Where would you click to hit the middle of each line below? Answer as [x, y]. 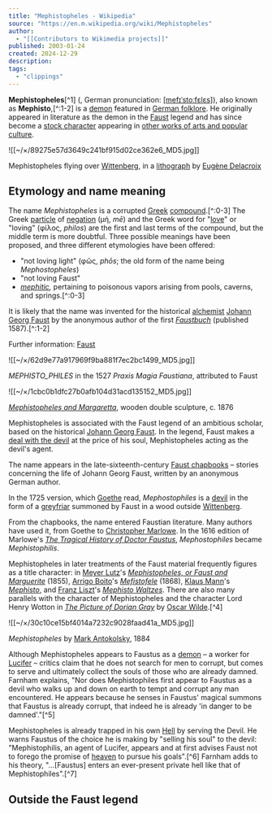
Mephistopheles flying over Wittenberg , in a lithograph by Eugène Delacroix [135, 165]
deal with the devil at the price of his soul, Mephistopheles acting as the [129, 441]
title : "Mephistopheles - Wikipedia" [72, 16]
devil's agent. [31, 449]
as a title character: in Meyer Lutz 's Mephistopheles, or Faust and [118, 572]
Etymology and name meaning [87, 192]
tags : [17, 69]
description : [30, 62]
